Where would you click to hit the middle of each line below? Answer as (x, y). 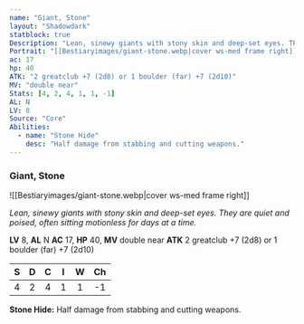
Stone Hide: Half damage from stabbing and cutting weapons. (125, 310)
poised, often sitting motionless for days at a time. (103, 223)
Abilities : (30, 128)
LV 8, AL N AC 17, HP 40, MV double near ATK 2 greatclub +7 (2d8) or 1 (143, 240)
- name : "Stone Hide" (58, 136)
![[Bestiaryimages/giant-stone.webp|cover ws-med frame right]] (129, 195)
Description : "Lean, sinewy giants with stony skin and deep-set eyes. (147, 43)
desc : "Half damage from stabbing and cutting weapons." (135, 144)
